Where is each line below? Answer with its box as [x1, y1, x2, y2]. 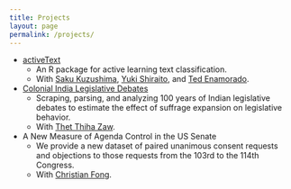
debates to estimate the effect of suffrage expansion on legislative [35, 103, 283, 113]
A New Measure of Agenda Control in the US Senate [22, 131, 217, 142]
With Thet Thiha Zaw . [35, 121, 115, 132]
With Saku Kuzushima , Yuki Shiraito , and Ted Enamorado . [35, 74, 250, 85]
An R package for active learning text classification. [35, 64, 227, 75]
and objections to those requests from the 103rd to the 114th [35, 150, 259, 161]
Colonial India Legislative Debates [22, 83, 149, 94]
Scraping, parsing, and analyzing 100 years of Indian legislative [35, 93, 270, 103]
